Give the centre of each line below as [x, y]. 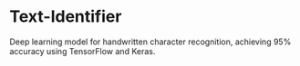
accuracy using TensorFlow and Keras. [83, 51]
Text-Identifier [66, 17]
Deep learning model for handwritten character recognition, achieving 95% [150, 42]
